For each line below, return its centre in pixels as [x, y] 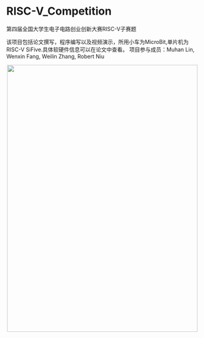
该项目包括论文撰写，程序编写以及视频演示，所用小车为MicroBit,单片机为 [97, 41]
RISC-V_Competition [59, 11]
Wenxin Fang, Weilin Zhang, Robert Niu [55, 56]
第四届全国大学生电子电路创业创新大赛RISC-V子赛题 [72, 29]
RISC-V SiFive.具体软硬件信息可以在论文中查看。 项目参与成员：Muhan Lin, [100, 49]
